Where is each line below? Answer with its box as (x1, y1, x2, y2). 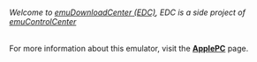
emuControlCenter (9, 16, 77, 26)
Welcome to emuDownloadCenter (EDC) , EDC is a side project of (9, 7, 246, 17)
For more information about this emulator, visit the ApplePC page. (9, 44, 249, 54)
